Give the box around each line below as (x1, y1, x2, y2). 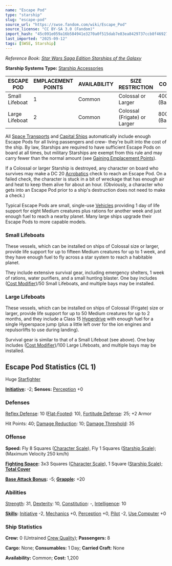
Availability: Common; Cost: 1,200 (5, 555, 79, 561)
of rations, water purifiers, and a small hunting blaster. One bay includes (5, 275, 157, 281)
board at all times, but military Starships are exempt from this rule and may (5, 150, 163, 156)
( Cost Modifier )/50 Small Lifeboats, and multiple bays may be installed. (5, 281, 155, 287)
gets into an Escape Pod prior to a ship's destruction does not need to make (5, 187, 165, 193)
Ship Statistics (5, 523, 42, 530)
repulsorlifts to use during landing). (5, 327, 79, 333)
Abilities (5, 489, 27, 496)
